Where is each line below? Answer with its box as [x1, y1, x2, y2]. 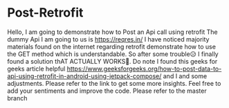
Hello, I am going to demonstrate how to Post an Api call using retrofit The [7, 28, 218, 36]
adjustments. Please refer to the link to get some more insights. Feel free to [7, 79, 221, 87]
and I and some [163, 71, 208, 80]
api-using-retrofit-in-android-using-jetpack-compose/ [7, 71, 162, 80]
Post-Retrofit [7, 5, 84, 21]
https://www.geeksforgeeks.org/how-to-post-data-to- [66, 64, 222, 73]
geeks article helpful [7, 64, 66, 73]
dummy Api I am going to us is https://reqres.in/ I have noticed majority [7, 35, 210, 43]
